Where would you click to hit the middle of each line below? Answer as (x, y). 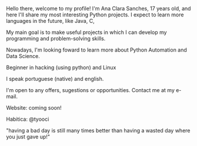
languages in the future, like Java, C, (51, 21)
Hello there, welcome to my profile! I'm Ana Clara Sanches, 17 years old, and (98, 9)
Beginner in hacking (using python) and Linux (61, 67)
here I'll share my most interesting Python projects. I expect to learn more (95, 15)
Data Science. (23, 56)
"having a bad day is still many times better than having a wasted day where (98, 130)
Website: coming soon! (34, 108)
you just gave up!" (28, 137)
